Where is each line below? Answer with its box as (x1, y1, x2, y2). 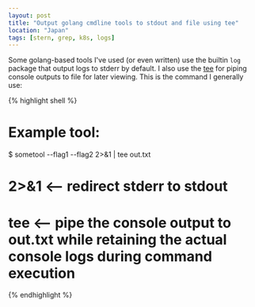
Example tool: (8, 123, 101, 142)
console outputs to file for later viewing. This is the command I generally (8, 72, 244, 81)
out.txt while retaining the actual (8, 230, 227, 248)
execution (8, 264, 75, 282)
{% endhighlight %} (8, 290, 73, 300)
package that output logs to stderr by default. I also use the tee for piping (8, 64, 247, 74)
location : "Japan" (8, 26, 69, 34)
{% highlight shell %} (8, 96, 78, 105)
